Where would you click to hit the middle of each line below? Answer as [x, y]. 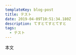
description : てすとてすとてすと [36, 24]
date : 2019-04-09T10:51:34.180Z [38, 19]
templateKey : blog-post [29, 10]
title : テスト [18, 14]
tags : [11, 28]
